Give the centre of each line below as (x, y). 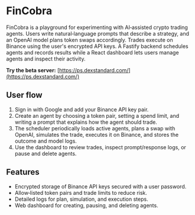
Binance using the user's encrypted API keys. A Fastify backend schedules (97, 46)
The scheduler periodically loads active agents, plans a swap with (95, 128)
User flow (24, 95)
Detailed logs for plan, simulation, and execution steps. (82, 199)
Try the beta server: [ (33, 70)
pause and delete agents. (45, 153)
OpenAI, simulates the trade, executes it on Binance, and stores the (97, 134)
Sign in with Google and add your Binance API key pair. (82, 109)
